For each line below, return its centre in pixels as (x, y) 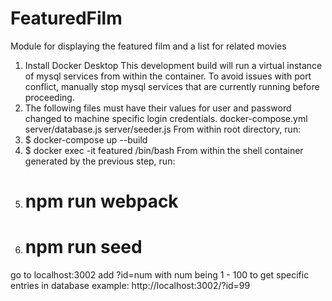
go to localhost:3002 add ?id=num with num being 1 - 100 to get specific (160, 275)
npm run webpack (101, 201)
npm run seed (83, 247)
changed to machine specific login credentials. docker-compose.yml (166, 118)
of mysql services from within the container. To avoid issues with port (168, 76)
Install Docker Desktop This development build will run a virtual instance (173, 65)
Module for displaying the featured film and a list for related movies (148, 46)
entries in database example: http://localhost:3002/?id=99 (130, 286)
